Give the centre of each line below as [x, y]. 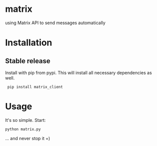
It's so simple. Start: [26, 120]
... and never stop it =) [28, 138]
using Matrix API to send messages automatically [55, 23]
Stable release [28, 61]
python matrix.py [23, 129]
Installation [29, 43]
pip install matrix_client [35, 87]
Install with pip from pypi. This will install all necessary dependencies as [78, 73]
